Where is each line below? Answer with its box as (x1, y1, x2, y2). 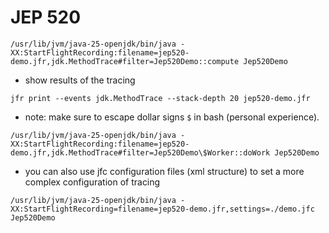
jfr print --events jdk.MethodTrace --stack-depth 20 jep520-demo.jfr (10, 93, 311, 103)
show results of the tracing (24, 74, 136, 86)
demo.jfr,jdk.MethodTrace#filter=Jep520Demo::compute (10, 56, 240, 66)
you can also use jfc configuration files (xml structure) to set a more (24, 165, 305, 177)
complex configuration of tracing (24, 176, 161, 188)
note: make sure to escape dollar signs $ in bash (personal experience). (24, 111, 320, 123)
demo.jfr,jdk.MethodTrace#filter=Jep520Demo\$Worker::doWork (10, 147, 271, 158)
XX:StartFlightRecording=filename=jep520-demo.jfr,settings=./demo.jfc (10, 204, 315, 214)
